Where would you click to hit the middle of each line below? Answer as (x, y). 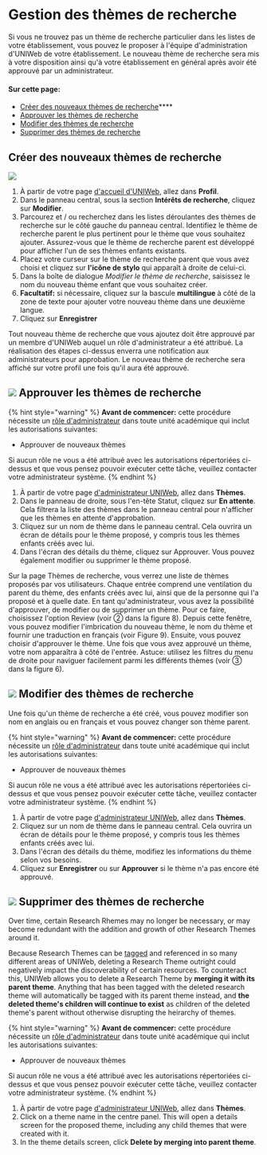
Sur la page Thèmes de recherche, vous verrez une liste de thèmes (119, 575)
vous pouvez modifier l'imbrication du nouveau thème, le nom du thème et (131, 626)
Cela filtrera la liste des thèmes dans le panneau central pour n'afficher (136, 509)
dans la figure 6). (36, 668)
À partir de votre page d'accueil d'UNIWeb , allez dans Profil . (119, 191)
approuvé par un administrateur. (61, 70)
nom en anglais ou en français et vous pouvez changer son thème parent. (130, 721)
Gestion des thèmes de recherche (123, 15)
